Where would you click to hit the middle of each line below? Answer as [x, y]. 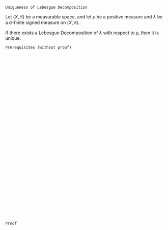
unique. [13, 38]
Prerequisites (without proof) [38, 47]
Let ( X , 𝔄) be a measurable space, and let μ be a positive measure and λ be [84, 17]
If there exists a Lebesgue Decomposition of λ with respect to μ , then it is [82, 33]
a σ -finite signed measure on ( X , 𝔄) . [43, 22]
